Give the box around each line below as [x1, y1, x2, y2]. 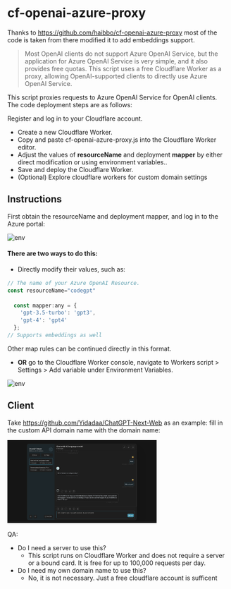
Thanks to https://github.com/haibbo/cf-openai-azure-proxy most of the [7, 28, 218, 37]
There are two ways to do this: [7, 249, 98, 258]
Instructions [7, 193, 62, 205]
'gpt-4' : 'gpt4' [20, 317, 68, 324]
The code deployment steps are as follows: [7, 100, 132, 109]
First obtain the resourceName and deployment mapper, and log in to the [7, 212, 218, 220]
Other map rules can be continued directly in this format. [7, 344, 172, 353]
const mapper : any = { [13, 302, 77, 309]
